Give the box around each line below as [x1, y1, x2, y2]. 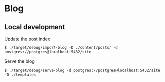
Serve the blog [4, 58, 35, 64]
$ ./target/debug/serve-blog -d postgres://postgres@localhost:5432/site [4, 68, 161, 73]
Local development [4, 23, 65, 31]
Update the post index [4, 36, 50, 41]
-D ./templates [4, 72, 36, 77]
